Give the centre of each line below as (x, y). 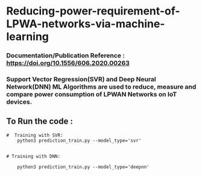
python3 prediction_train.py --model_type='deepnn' (83, 167)
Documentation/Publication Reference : (65, 55)
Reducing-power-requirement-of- (93, 11)
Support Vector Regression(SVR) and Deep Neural (81, 80)
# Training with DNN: (33, 156)
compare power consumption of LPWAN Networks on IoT (92, 95)
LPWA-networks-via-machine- (86, 24)
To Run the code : (40, 121)
